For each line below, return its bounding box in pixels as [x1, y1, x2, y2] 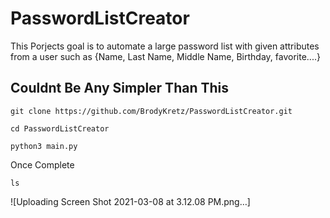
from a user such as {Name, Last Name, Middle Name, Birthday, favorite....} [10, 50, 321, 62]
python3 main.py [10, 141, 78, 151]
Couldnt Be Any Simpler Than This [10, 80, 229, 97]
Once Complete [10, 158, 75, 171]
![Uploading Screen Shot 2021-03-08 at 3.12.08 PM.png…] [10, 195, 251, 207]
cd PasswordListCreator [10, 123, 110, 134]
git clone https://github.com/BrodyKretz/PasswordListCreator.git [10, 106, 293, 116]
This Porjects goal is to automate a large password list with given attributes [10, 40, 320, 52]
